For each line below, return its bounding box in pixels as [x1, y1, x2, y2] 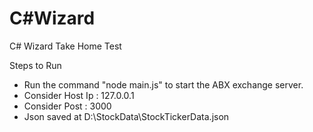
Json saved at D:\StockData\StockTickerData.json [23, 110, 230, 122]
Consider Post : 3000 [23, 100, 112, 112]
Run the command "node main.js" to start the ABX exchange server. [23, 78, 304, 91]
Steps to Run [9, 59, 62, 71]
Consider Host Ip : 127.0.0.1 [23, 89, 135, 101]
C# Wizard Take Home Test [9, 40, 122, 52]
